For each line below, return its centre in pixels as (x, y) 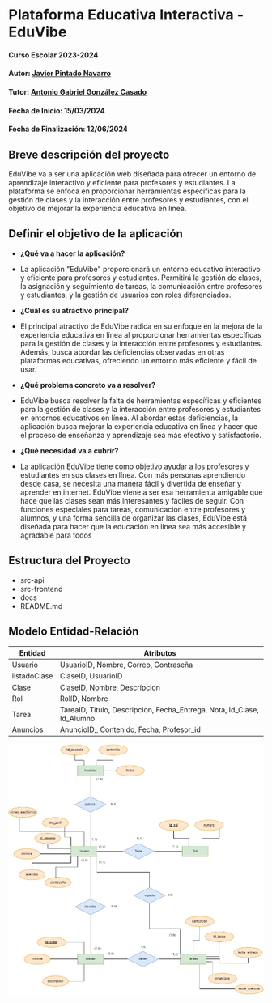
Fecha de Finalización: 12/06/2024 (68, 129)
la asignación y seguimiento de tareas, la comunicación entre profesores (141, 286)
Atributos (160, 652)
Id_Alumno (77, 719)
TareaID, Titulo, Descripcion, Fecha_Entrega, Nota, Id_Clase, (159, 710)
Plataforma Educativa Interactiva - (126, 15)
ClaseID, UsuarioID (91, 676)
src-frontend (41, 589)
